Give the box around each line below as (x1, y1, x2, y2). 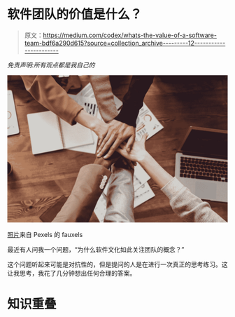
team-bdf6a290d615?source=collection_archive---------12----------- (24, 39, 226, 47)
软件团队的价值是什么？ (7, 6, 143, 22)
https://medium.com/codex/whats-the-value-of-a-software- (43, 31, 217, 39)
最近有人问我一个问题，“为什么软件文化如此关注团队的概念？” (7, 245, 185, 253)
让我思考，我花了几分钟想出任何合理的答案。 (7, 269, 136, 277)
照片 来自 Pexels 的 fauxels (7, 230, 83, 238)
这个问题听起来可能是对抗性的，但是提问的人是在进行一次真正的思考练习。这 (7, 260, 228, 269)
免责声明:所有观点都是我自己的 (7, 60, 96, 69)
